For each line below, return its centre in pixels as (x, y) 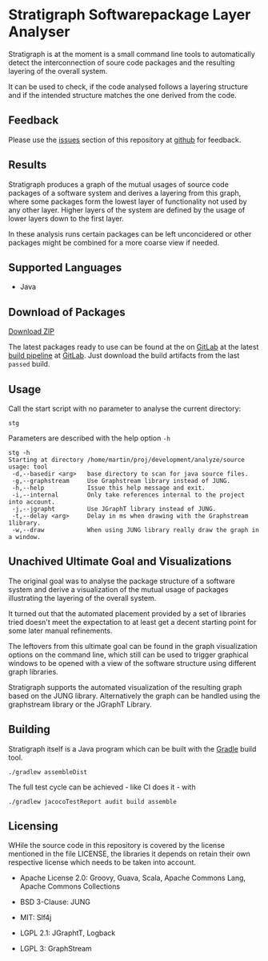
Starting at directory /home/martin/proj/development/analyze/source (127, 460)
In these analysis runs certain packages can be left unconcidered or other (130, 233)
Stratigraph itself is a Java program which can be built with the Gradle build (132, 748)
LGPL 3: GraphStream (56, 949)
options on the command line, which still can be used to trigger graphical (128, 655)
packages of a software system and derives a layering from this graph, (125, 193)
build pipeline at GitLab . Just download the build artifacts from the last (124, 355)
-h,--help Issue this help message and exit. (108, 488)
